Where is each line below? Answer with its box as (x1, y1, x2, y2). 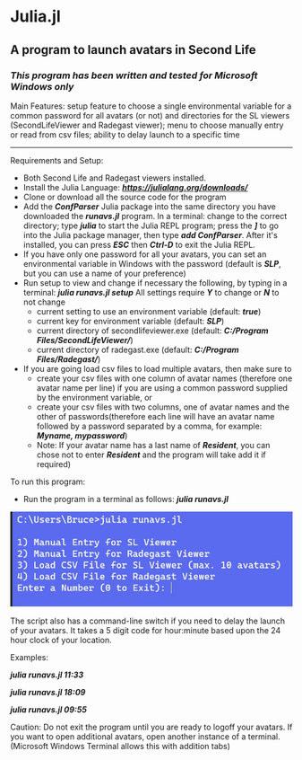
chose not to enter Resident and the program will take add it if (36, 449, 267, 460)
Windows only (10, 80, 74, 93)
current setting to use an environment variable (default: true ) (36, 305, 262, 316)
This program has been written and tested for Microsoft (10, 69, 258, 82)
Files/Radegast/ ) (36, 353, 101, 365)
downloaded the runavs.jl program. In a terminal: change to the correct (22, 210, 288, 221)
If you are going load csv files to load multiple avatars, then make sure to (22, 363, 292, 374)
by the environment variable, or (36, 392, 153, 402)
